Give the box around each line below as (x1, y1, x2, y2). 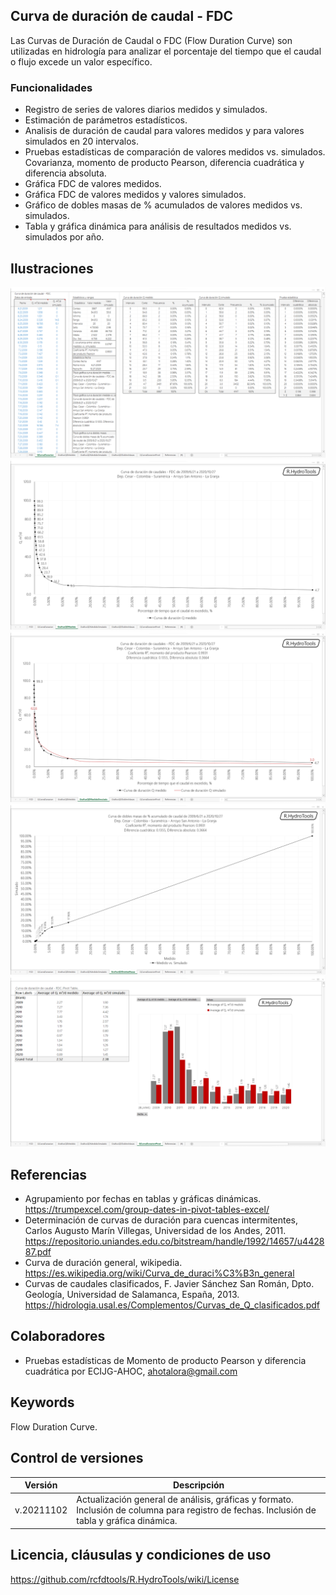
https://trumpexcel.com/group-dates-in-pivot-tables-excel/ (24, 1204, 270, 1216)
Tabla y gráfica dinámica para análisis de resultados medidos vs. (24, 220, 292, 233)
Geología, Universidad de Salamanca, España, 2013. (24, 1289, 240, 1301)
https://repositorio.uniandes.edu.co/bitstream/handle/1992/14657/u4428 (24, 1235, 325, 1248)
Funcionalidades (10, 80, 93, 94)
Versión (24, 1479, 58, 1491)
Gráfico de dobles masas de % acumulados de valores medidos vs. (24, 199, 303, 211)
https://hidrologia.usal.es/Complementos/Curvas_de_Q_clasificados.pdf (24, 1299, 321, 1311)
